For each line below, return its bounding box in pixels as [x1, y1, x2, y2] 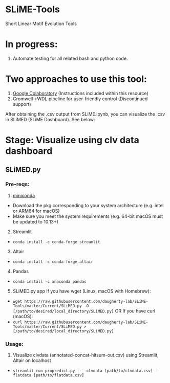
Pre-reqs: [5, 181, 30, 188]
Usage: [5, 340, 24, 347]
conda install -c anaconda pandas [12, 279, 87, 284]
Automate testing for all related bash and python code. [12, 55, 128, 61]
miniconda [12, 192, 35, 198]
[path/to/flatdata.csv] [33, 372, 84, 378]
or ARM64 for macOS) [12, 208, 60, 214]
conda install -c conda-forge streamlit [12, 239, 100, 244]
